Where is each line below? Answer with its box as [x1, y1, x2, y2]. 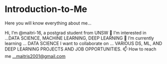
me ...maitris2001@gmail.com [4, 53, 66, 59]
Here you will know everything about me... [4, 20, 92, 26]
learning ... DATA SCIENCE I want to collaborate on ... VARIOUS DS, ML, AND [4, 40, 162, 46]
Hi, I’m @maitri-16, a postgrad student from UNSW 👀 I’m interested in [4, 29, 146, 35]
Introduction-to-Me [4, 3, 87, 15]
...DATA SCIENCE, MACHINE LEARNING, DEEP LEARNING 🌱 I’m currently [4, 35, 154, 41]
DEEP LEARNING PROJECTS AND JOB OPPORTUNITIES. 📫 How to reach [4, 46, 156, 52]
